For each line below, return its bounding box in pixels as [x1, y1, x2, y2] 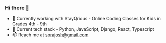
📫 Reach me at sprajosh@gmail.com [12, 32, 89, 38]
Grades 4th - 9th [12, 21, 47, 27]
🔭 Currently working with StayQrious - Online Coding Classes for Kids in [12, 16, 161, 22]
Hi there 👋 [5, 4, 30, 11]
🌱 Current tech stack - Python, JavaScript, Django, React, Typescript [12, 26, 154, 32]
